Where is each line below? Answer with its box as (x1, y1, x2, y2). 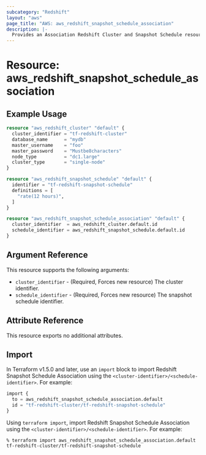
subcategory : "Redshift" (6, 9, 70, 15)
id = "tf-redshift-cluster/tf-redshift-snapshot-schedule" (12, 402, 166, 408)
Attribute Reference (6, 316, 84, 326)
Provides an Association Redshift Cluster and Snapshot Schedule (12, 32, 183, 38)
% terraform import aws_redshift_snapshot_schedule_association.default (6, 437, 196, 443)
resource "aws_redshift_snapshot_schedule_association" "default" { (6, 216, 185, 222)
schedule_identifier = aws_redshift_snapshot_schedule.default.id (12, 227, 185, 233)
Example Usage (6, 109, 67, 119)
